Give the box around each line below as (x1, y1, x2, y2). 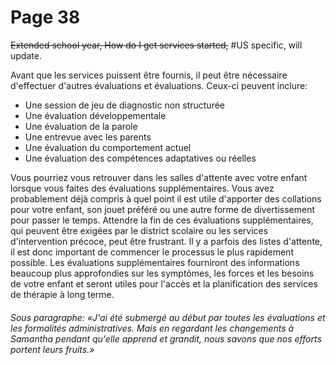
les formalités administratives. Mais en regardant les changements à (10, 322, 295, 334)
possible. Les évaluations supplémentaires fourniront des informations (10, 256, 300, 268)
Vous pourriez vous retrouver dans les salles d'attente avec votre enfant (10, 171, 308, 183)
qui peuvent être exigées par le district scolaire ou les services (10, 224, 269, 236)
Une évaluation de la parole (24, 120, 138, 132)
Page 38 (10, 6, 81, 29)
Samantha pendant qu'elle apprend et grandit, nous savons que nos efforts (10, 332, 322, 345)
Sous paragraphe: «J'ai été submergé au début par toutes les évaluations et (10, 311, 326, 323)
